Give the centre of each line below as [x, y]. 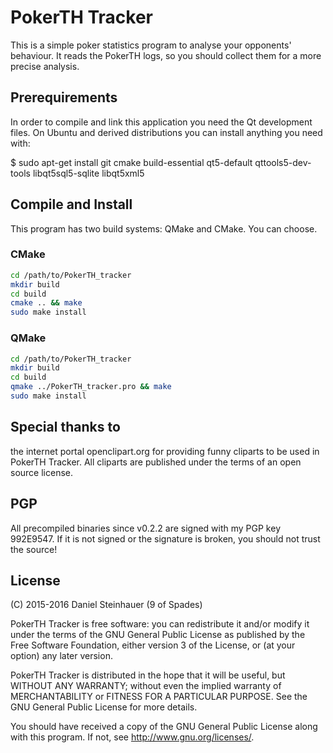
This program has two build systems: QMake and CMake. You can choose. [164, 228]
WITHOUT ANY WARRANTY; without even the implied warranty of [146, 686]
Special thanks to [65, 427]
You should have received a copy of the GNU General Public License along [164, 727]
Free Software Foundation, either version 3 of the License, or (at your [153, 645]
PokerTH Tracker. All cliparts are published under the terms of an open [156, 462]
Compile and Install [71, 204]
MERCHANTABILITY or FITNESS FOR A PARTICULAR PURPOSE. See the [159, 697]
